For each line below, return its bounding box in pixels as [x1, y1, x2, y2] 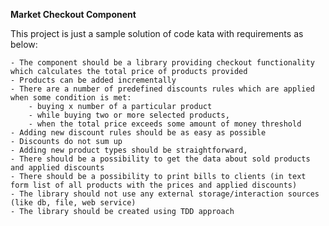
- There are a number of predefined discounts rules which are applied [10, 84, 315, 94]
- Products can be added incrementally [10, 75, 177, 85]
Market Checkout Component [10, 9, 137, 20]
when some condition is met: [10, 93, 132, 103]
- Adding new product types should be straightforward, [10, 145, 248, 155]
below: [10, 39, 38, 50]
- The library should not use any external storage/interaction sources [10, 189, 320, 199]
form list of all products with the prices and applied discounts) [10, 180, 298, 190]
